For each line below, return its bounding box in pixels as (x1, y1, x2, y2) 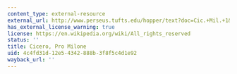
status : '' (7, 37, 39, 44)
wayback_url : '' (7, 56, 55, 63)
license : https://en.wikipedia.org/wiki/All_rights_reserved (7, 30, 191, 37)
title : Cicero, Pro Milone (7, 43, 87, 50)
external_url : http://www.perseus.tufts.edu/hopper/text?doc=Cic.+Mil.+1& (7, 17, 232, 24)
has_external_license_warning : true (7, 23, 115, 30)
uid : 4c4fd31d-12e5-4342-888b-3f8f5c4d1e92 (7, 50, 138, 57)
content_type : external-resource (7, 10, 106, 18)
